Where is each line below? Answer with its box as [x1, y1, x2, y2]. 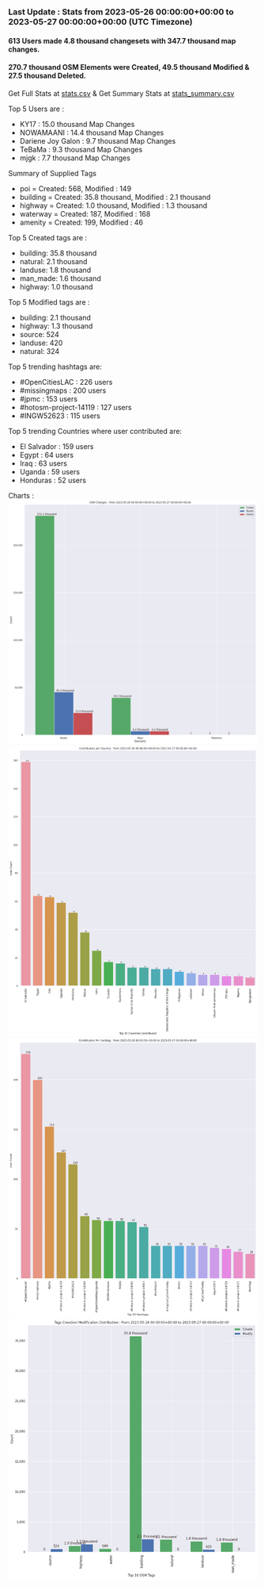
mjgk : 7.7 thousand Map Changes [19, 153, 130, 163]
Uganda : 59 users [19, 467, 81, 476]
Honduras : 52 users [19, 475, 87, 485]
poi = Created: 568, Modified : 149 [19, 183, 132, 193]
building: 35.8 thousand [19, 248, 97, 258]
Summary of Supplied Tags [8, 168, 97, 178]
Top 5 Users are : [8, 104, 65, 113]
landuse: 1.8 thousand [19, 265, 92, 275]
